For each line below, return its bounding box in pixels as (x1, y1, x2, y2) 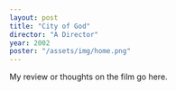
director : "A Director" (9, 30, 99, 39)
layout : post (9, 13, 59, 23)
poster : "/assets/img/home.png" (9, 47, 131, 56)
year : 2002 (9, 38, 51, 48)
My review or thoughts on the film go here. (9, 71, 169, 82)
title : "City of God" (9, 22, 91, 31)
